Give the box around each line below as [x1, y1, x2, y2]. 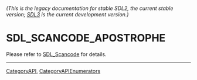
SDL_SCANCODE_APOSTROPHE [6, 31, 166, 44]
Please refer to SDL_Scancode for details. [6, 50, 107, 58]
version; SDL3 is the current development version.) [6, 11, 129, 18]
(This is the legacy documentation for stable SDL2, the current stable [6, 5, 174, 12]
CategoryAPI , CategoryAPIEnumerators [6, 67, 101, 74]
